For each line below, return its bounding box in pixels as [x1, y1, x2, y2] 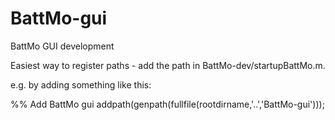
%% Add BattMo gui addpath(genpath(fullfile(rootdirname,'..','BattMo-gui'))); [10, 98, 325, 110]
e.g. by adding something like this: [10, 78, 152, 91]
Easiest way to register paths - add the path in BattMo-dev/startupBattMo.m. [10, 59, 326, 71]
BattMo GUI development [10, 40, 115, 52]
